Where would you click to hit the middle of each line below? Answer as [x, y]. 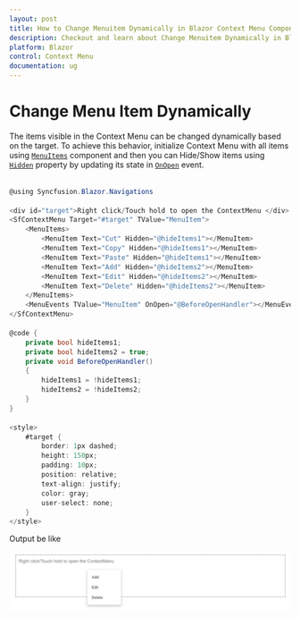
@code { [24, 333]
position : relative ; [79, 475]
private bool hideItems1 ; [74, 343]
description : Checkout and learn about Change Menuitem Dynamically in [145, 38]
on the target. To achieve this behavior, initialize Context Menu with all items [149, 145]
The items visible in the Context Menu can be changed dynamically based [145, 136]
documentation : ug [43, 66]
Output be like [35, 539]
